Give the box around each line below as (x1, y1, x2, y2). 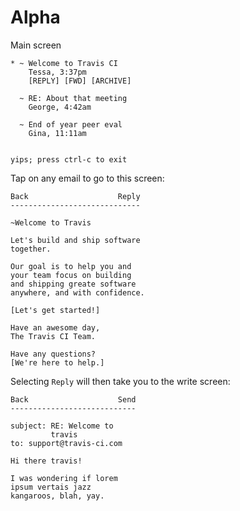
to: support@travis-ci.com (10, 438, 123, 448)
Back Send (10, 394, 137, 405)
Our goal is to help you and (10, 261, 132, 271)
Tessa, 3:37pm (28, 67, 87, 77)
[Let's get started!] (10, 305, 101, 315)
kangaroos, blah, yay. (10, 491, 105, 501)
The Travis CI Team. (10, 331, 97, 341)
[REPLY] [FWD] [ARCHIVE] (28, 76, 132, 86)
